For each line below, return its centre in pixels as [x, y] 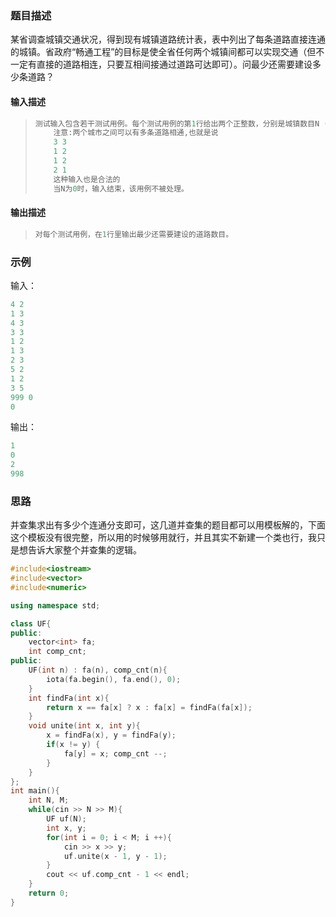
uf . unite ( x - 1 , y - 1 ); [115, 856]
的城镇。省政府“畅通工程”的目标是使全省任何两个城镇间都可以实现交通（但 [163, 52]
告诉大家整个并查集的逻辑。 [84, 550]
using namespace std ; [55, 605]
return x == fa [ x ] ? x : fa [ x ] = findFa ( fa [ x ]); [149, 707]
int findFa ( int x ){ [69, 698]
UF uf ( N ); [66, 819]
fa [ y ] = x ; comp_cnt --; [115, 753]
